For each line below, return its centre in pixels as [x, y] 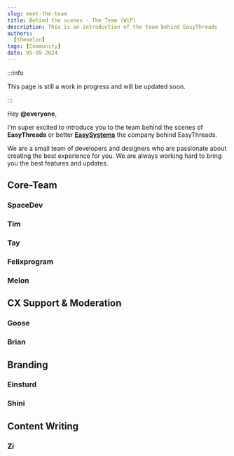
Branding [28, 364]
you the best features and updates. [58, 163]
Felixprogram [30, 262]
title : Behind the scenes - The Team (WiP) [72, 20]
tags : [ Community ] [34, 46]
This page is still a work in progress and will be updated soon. [96, 86]
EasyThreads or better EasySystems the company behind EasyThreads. [112, 135]
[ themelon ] [29, 40]
